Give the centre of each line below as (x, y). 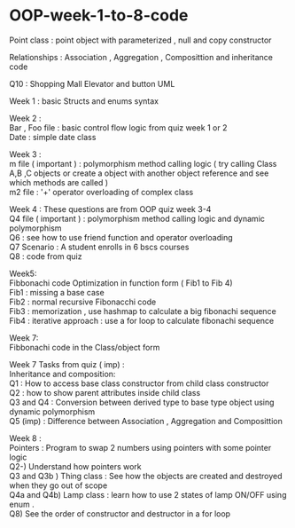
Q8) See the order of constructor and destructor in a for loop (120, 513)
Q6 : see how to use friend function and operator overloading (121, 237)
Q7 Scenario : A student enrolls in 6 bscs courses (99, 247)
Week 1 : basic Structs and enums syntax (84, 101)
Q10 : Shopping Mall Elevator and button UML (92, 83)
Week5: (23, 273)
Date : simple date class (53, 137)
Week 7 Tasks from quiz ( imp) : (67, 364)
